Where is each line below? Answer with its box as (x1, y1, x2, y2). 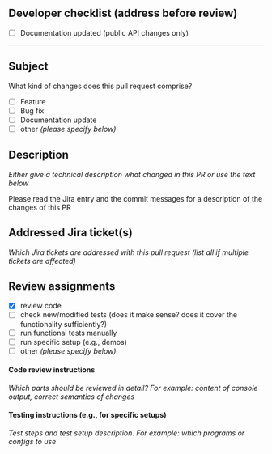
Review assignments (8, 279, 116, 293)
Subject (8, 60, 49, 74)
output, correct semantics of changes (8, 392, 135, 401)
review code (19, 301, 62, 311)
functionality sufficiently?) (19, 319, 108, 329)
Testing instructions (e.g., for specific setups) (8, 410, 167, 420)
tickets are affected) (8, 256, 77, 265)
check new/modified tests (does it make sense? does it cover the (19, 310, 237, 320)
